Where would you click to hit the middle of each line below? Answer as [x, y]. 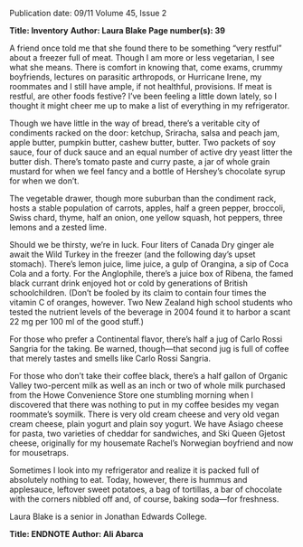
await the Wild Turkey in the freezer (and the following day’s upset [133, 254]
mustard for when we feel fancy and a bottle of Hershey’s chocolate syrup [147, 171]
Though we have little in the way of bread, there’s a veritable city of [135, 123]
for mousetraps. [39, 453]
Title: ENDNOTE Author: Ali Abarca [76, 534]
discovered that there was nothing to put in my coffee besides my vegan [144, 405]
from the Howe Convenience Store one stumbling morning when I [132, 395]
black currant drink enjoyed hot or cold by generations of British [129, 283]
